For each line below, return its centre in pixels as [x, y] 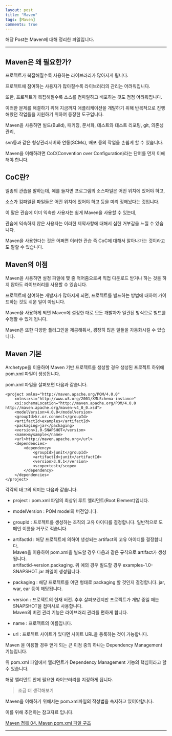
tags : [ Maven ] [20, 19]
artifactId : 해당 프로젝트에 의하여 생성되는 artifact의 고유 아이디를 [79, 539]
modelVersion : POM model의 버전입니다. [55, 511]
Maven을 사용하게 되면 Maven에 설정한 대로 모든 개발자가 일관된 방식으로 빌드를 [86, 312]
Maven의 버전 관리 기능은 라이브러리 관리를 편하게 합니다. [70, 612]
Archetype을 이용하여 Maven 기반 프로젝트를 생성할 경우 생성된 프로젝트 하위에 [85, 367]
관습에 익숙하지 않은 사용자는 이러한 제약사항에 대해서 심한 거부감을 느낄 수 [80, 223]
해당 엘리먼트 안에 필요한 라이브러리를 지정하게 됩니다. [59, 679]
